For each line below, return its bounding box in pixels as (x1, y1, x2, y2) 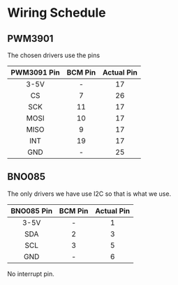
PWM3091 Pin (10, 68, 61, 77)
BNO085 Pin (10, 206, 53, 215)
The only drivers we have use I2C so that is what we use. (7, 190, 172, 198)
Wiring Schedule (7, 5, 106, 21)
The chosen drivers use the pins (7, 51, 100, 59)
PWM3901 (7, 33, 54, 45)
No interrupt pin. (7, 270, 54, 278)
